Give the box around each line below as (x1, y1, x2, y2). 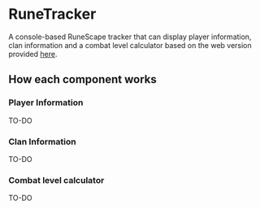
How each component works (8, 72, 157, 86)
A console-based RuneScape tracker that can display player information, (8, 32, 252, 41)
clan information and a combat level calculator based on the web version (8, 40, 252, 50)
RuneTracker (8, 5, 97, 24)
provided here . (8, 49, 58, 59)
